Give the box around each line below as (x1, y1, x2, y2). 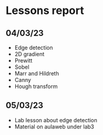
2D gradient (14, 50, 45, 58)
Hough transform (14, 83, 58, 90)
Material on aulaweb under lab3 (14, 123, 94, 130)
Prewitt (14, 57, 33, 64)
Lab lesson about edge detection (14, 116, 98, 123)
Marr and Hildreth (14, 70, 59, 77)
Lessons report (5, 4, 85, 18)
